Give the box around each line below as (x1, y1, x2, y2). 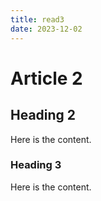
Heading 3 (10, 158, 62, 172)
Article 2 (10, 67, 83, 90)
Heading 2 (10, 107, 77, 124)
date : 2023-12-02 (10, 24, 83, 34)
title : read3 (10, 14, 65, 25)
